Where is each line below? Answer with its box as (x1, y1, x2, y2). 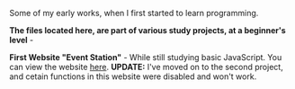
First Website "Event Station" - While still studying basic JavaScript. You (9, 52, 282, 62)
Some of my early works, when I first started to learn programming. (9, 8, 259, 18)
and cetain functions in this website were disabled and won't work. (9, 71, 257, 82)
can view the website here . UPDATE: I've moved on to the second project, (9, 62, 283, 72)
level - (9, 35, 34, 45)
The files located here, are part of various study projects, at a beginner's (9, 25, 286, 35)
